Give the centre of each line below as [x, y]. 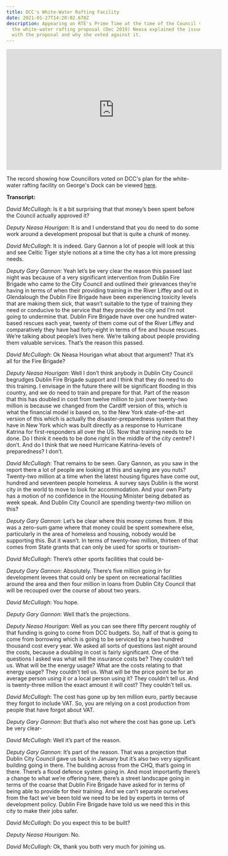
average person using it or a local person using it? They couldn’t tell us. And [102, 678]
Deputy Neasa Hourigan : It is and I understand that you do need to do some [103, 227]
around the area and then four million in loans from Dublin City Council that [101, 584]
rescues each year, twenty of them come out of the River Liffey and [109, 323]
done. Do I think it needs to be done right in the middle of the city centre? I [100, 438]
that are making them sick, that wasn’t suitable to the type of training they [100, 304]
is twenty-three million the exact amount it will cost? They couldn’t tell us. [99, 685]
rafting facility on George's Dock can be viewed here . [90, 186]
